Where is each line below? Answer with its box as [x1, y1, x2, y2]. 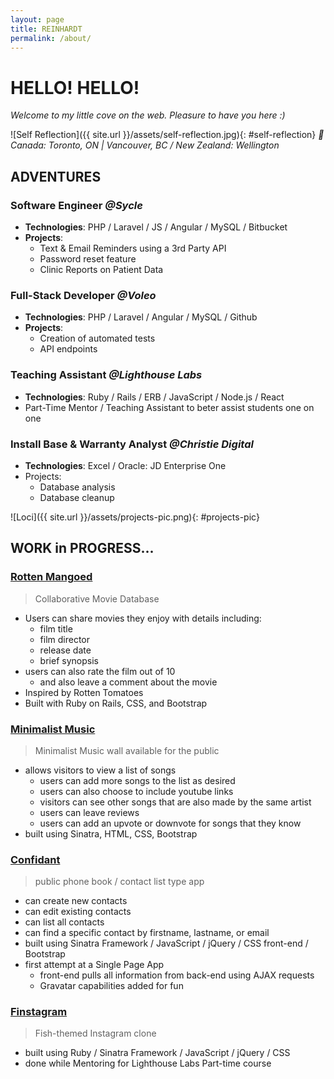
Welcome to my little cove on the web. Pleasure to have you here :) [10, 109, 286, 121]
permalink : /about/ [10, 33, 92, 43]
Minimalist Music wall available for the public [34, 744, 220, 756]
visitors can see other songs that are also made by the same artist [39, 796, 312, 808]
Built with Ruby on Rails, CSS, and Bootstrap [24, 697, 208, 709]
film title [39, 622, 73, 635]
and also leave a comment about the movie [39, 676, 218, 688]
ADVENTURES [10, 168, 102, 185]
